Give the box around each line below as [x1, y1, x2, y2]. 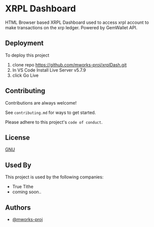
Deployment [5, 39, 44, 48]
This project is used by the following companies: [5, 174, 104, 180]
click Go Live [12, 72, 39, 78]
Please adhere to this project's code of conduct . [5, 119, 103, 125]
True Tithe [12, 184, 34, 190]
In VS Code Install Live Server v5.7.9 [12, 67, 86, 73]
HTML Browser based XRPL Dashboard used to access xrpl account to [5, 19, 149, 25]
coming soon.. [12, 189, 42, 195]
